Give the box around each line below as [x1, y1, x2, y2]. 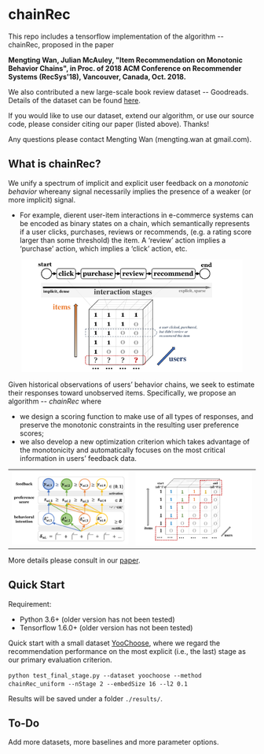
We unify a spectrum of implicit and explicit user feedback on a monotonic [8, 178, 249, 188]
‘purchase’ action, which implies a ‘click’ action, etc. [19, 243, 188, 253]
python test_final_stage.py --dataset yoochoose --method [8, 671, 202, 679]
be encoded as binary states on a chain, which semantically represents [19, 218, 250, 228]
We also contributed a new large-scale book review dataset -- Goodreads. [8, 87, 249, 96]
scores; [19, 428, 45, 438]
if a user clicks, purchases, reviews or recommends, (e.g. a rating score [19, 227, 252, 236]
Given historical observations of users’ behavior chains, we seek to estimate [8, 380, 255, 389]
